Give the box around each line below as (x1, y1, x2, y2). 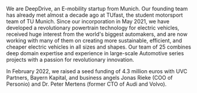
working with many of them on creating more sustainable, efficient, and (6, 37, 183, 44)
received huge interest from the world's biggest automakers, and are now (6, 31, 187, 38)
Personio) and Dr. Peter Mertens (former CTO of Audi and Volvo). (6, 80, 167, 88)
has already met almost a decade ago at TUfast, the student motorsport (6, 11, 183, 19)
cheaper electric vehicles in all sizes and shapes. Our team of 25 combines (6, 43, 192, 50)
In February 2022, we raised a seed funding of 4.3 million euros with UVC (6, 68, 187, 74)
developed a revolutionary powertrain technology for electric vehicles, (6, 24, 180, 31)
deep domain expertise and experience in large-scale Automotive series (6, 50, 184, 56)
